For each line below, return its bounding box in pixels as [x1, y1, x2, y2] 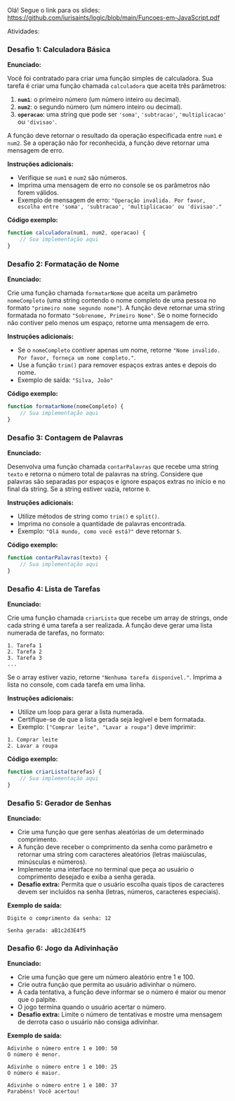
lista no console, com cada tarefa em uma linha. [7, 680, 146, 689]
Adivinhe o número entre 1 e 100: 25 [7, 1064, 118, 1071]
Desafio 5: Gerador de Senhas [7, 798, 112, 808]
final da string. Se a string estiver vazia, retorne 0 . [7, 485, 151, 493]
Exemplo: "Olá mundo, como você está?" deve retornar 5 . [17, 527, 182, 535]
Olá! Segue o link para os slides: [7, 6, 100, 14]
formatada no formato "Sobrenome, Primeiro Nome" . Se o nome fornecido [7, 311, 218, 319]
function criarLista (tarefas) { [7, 768, 102, 776]
